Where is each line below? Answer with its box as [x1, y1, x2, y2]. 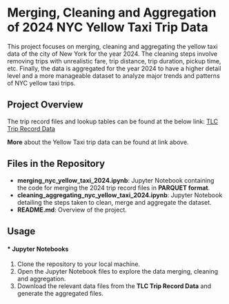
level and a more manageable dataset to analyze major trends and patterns [7, 71, 221, 80]
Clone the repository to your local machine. [17, 260, 140, 268]
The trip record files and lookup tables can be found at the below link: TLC [7, 117, 219, 125]
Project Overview [7, 99, 83, 111]
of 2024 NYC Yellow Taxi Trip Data [7, 19, 208, 35]
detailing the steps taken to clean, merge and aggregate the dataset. [17, 198, 212, 206]
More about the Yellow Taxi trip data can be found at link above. [7, 138, 189, 146]
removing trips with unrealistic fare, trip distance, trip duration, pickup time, [7, 57, 221, 65]
